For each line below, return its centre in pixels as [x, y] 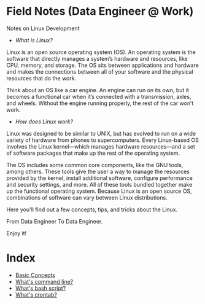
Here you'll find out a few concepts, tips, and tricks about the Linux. [92, 209]
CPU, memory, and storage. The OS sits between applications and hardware [103, 65]
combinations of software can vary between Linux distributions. [87, 197]
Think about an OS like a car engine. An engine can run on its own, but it [98, 90]
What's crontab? [36, 294]
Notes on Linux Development [43, 28]
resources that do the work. [41, 78]
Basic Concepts [35, 275]
